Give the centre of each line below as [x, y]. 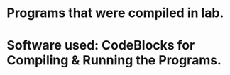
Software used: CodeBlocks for [101, 46]
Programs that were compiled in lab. [115, 13]
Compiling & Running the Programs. [114, 60]
